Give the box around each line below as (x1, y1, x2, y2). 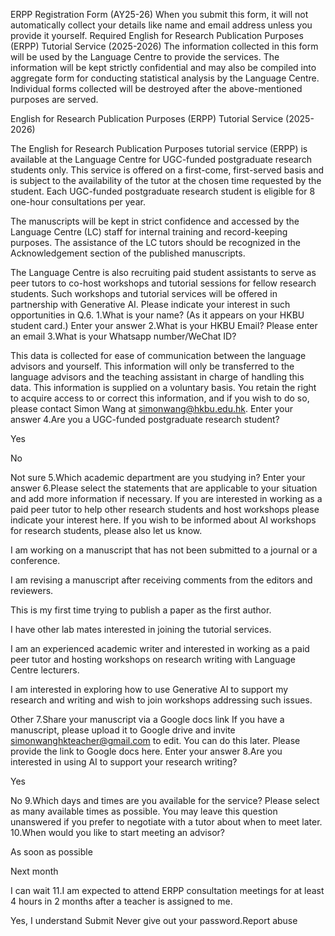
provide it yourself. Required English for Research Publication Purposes (10, 30, 304, 41)
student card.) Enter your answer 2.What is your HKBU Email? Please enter (10, 320, 318, 331)
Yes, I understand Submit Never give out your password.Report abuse (10, 915, 298, 926)
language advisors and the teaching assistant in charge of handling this (10, 371, 305, 383)
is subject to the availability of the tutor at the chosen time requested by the (10, 175, 322, 186)
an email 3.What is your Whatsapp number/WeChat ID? (10, 330, 237, 342)
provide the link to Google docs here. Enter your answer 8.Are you (10, 745, 283, 757)
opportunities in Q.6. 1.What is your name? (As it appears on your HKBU (10, 309, 305, 321)
